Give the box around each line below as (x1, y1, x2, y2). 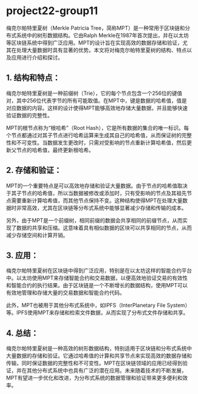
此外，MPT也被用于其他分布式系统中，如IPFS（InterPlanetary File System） (6, 302, 190, 309)
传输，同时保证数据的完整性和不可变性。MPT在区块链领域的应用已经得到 (6, 360, 183, 367)
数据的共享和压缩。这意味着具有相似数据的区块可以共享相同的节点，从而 (16, 224, 192, 231)
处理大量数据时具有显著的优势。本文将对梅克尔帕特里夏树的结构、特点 (16, 46, 187, 54)
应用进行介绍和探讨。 (11, 54, 63, 61)
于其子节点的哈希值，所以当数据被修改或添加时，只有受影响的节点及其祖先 (6, 189, 187, 196)
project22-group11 (6, 4, 98, 18)
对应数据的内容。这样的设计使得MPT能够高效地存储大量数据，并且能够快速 (6, 104, 188, 111)
